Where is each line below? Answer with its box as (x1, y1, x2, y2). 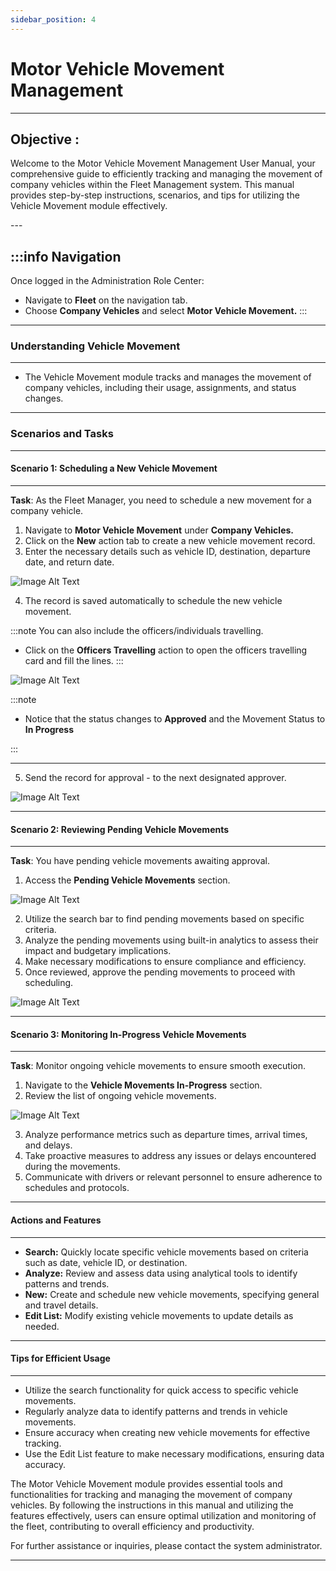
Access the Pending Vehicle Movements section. (24, 874, 231, 886)
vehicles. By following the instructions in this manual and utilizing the (10, 1499, 294, 1511)
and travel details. (24, 1299, 99, 1311)
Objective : (10, 131, 80, 148)
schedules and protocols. (24, 1182, 130, 1194)
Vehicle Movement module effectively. (10, 200, 168, 212)
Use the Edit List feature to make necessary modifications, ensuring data (24, 1447, 325, 1460)
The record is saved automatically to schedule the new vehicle (24, 594, 283, 606)
